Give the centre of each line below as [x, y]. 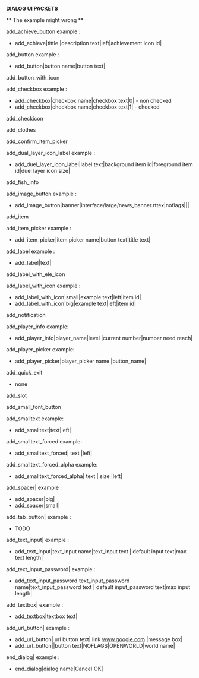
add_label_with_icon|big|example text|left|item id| [75, 303]
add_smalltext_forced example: [44, 441]
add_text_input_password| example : [51, 569]
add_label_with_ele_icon [36, 274]
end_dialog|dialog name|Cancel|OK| [59, 669]
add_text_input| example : [38, 540]
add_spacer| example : [34, 487]
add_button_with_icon [33, 77]
